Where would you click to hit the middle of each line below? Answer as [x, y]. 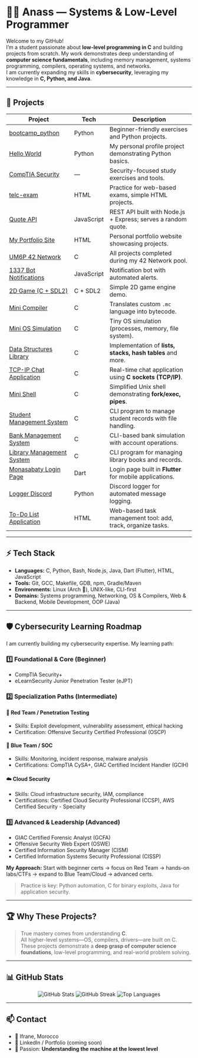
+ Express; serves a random [148, 219]
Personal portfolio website [146, 236]
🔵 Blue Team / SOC [29, 745]
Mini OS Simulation [35, 328]
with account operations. [144, 443]
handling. [122, 425]
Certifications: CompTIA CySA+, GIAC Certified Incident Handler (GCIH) [101, 765]
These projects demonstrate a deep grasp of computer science [98, 946]
